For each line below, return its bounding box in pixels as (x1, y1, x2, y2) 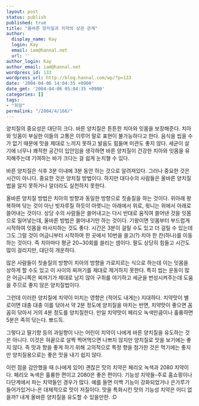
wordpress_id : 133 (6, 69, 52, 75)
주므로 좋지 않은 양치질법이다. (12, 281, 81, 288)
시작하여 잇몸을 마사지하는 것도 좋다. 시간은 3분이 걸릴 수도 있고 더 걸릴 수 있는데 (6, 224, 193, 231)
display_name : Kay (11, 36, 58, 42)
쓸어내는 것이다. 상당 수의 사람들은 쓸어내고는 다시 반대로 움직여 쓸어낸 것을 (6, 210, 181, 217)
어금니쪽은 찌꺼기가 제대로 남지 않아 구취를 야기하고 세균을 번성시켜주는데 (12, 274, 182, 281)
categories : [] (6, 91, 44, 97)
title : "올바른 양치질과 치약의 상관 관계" (6, 25, 98, 31)
